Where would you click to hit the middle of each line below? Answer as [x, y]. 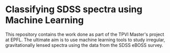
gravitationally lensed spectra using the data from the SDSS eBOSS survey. [84, 45]
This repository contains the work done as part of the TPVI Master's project [85, 34]
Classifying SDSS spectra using [74, 9]
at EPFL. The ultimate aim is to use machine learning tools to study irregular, [85, 40]
